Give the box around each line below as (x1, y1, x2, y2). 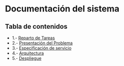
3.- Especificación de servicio (12, 45, 71, 51)
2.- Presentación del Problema (12, 40, 73, 46)
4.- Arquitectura (12, 50, 44, 56)
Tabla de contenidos (5, 22, 68, 31)
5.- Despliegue (12, 55, 42, 61)
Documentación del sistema (5, 3, 120, 14)
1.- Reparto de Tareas (12, 35, 55, 41)
